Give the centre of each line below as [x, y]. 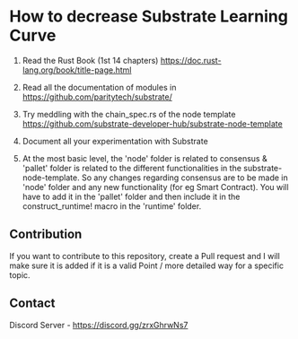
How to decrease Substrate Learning [149, 17]
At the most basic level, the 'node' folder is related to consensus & [145, 158]
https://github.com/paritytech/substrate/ [97, 97]
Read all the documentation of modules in [99, 87]
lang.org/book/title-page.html [77, 70]
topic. [20, 274]
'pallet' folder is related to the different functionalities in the [132, 168]
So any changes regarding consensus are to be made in [185, 178]
